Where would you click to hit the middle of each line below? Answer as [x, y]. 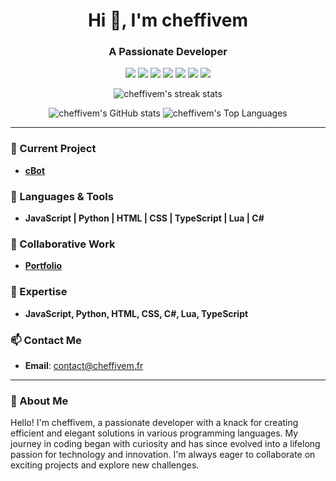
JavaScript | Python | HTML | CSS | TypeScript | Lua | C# [144, 218]
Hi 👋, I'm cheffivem [168, 20]
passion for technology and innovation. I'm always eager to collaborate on [163, 455]
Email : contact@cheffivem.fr [84, 365]
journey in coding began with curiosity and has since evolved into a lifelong [165, 444]
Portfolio [43, 266]
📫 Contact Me [46, 340]
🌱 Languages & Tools [62, 196]
